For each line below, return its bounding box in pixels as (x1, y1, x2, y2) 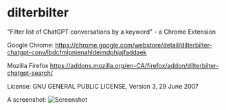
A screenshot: (7, 95, 47, 104)
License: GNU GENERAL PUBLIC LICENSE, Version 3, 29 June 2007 (7, 82, 199, 90)
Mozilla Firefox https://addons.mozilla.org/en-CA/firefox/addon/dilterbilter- (7, 61, 219, 69)
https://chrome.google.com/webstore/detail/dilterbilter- (54, 41, 213, 49)
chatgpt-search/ (7, 69, 54, 77)
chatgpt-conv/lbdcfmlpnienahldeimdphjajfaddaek (7, 48, 147, 56)
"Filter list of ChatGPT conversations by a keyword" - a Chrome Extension (7, 27, 216, 36)
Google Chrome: (7, 41, 54, 49)
